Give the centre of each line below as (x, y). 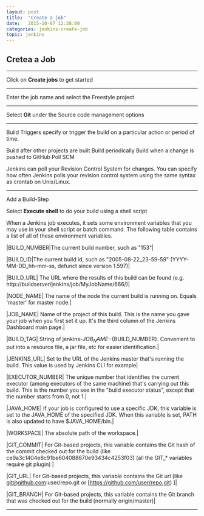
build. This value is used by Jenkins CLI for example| (72, 365)
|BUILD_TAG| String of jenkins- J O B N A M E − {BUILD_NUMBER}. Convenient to (101, 340)
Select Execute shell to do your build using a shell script (77, 211)
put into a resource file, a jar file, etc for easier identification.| (83, 347)
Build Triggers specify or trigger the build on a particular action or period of (101, 132)
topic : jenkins (25, 35)
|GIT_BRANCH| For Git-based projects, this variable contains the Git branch (100, 494)
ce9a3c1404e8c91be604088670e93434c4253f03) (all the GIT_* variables (99, 458)
